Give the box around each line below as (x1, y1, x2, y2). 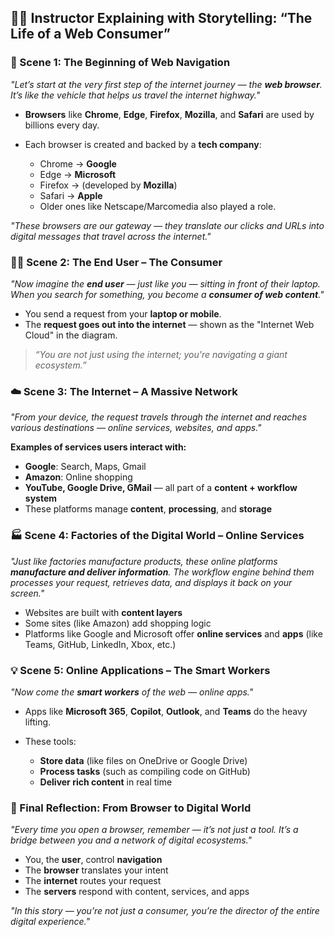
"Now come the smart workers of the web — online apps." (10, 686, 254, 698)
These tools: (24, 735, 77, 747)
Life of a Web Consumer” (10, 26, 171, 43)
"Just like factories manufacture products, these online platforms (10, 555, 278, 567)
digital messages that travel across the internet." (10, 230, 212, 242)
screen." (10, 587, 45, 599)
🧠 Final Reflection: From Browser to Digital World (10, 801, 252, 815)
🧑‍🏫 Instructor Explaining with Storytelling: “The (10, 10, 313, 27)
